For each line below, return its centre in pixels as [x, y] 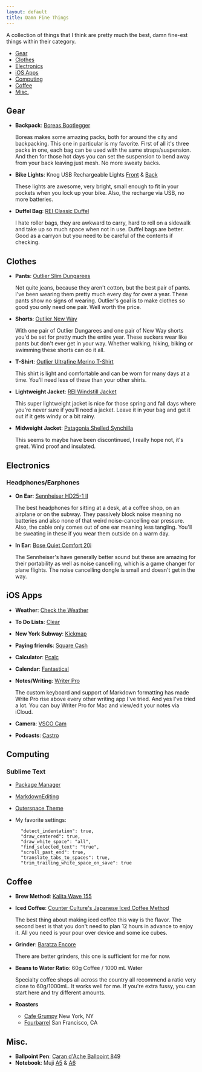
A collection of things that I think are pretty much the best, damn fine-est [97, 35]
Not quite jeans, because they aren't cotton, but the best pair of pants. [103, 288]
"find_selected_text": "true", [60, 847]
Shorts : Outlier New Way [46, 319]
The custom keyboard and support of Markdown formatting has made [102, 692]
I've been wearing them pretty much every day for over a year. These [101, 294]
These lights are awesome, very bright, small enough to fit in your [97, 186]
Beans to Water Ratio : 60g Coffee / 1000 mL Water [79, 968]
